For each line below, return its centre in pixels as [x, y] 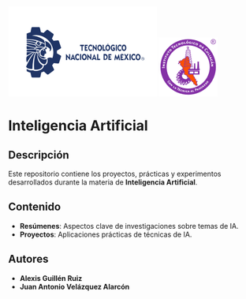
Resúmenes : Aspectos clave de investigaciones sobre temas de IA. [129, 226]
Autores [28, 259]
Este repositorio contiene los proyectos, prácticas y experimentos [115, 174]
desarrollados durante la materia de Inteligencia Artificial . [103, 182]
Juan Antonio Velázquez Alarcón [75, 286]
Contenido [35, 207]
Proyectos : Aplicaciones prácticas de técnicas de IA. [106, 234]
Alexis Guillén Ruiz [51, 278]
